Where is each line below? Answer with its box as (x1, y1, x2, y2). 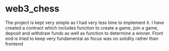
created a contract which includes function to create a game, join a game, (5, 24, 159, 30)
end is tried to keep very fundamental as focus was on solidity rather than (5, 35, 159, 41)
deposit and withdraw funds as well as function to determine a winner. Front (5, 30, 163, 36)
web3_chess (5, 3, 60, 14)
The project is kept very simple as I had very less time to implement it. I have (5, 19, 164, 25)
